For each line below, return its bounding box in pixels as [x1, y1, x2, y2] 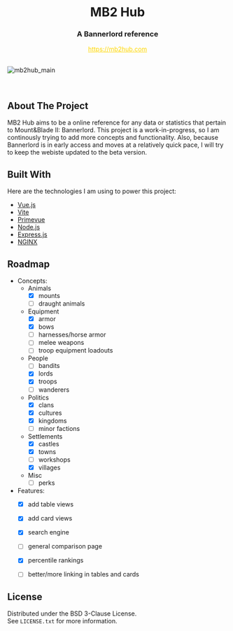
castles [38, 439, 59, 448]
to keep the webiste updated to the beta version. [7, 148, 148, 157]
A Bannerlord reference [76, 29, 159, 39]
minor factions [38, 424, 80, 432]
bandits [38, 362, 61, 370]
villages [38, 463, 61, 472]
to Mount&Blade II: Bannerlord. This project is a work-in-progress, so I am [7, 126, 220, 134]
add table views [27, 500, 74, 509]
